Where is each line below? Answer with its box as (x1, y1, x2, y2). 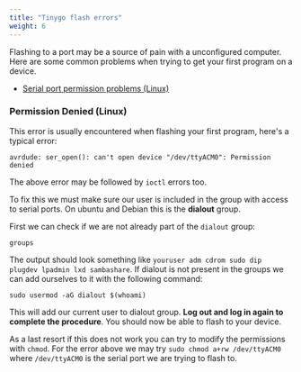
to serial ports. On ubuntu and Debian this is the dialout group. (9, 204, 241, 214)
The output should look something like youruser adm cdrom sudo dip (9, 254, 262, 265)
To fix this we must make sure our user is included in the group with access (9, 194, 289, 204)
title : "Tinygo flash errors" (9, 13, 123, 23)
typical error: (9, 135, 58, 146)
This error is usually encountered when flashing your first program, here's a (9, 125, 289, 136)
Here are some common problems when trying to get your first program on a (9, 56, 293, 67)
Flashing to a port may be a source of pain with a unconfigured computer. (9, 46, 282, 57)
